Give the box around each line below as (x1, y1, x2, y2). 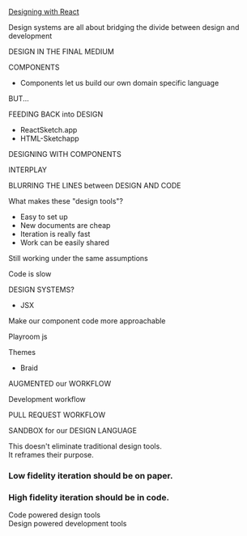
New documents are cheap (19, 221, 111, 230)
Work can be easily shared (19, 238, 109, 247)
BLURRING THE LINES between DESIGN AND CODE (8, 181, 181, 190)
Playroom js (8, 331, 48, 341)
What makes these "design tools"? (8, 196, 124, 205)
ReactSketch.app (19, 125, 78, 134)
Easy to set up (19, 212, 68, 222)
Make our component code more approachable (8, 316, 166, 326)
